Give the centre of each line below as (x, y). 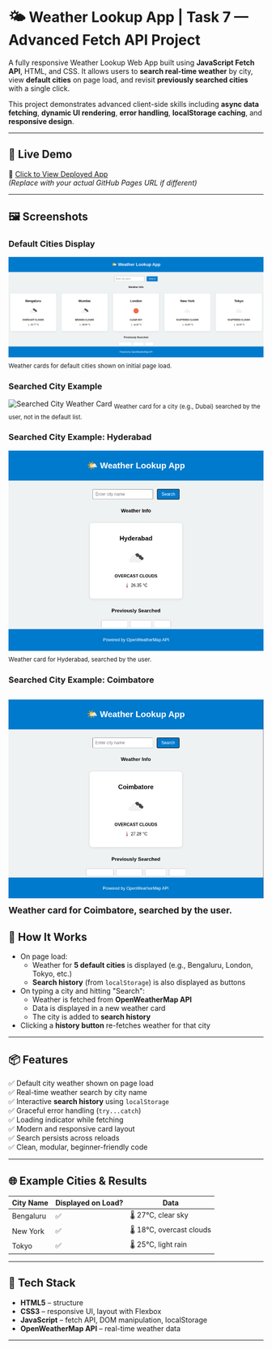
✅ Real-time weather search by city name (78, 1093)
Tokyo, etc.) (52, 974)
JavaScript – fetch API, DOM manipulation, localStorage (114, 1320)
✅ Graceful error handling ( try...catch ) (75, 1111)
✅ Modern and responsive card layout (72, 1129)
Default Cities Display (52, 244)
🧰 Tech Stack (42, 1283)
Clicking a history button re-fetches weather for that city (115, 1025)
